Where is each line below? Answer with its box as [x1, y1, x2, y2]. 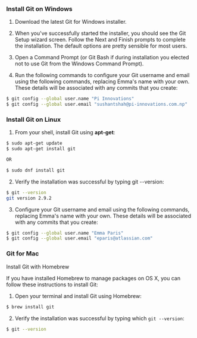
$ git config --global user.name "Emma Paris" [6, 230, 124, 236]
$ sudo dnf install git [6, 167, 65, 173]
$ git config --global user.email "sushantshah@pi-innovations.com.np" [6, 102, 187, 108]
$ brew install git [6, 304, 55, 310]
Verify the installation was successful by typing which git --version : [14, 314, 185, 322]
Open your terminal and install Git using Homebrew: [14, 292, 142, 299]
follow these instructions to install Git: [6, 281, 98, 288]
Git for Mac [6, 249, 39, 258]
